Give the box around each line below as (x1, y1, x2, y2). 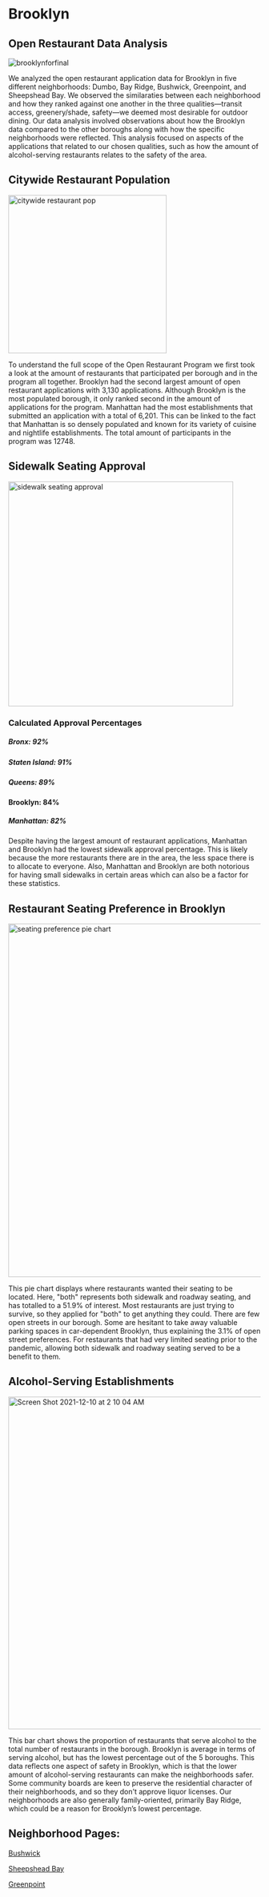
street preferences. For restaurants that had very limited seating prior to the (8, 1335, 258, 1344)
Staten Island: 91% (8, 757, 73, 767)
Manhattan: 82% (8, 816, 66, 825)
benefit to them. (8, 1351, 62, 1362)
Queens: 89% (8, 777, 55, 787)
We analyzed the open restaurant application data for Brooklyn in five (8, 74, 238, 83)
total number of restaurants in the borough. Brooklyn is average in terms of (8, 1744, 255, 1754)
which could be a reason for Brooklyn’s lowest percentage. (8, 1803, 203, 1813)
